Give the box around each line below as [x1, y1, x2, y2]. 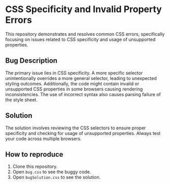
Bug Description [5, 57, 57, 65]
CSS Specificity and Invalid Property [5, 4, 162, 15]
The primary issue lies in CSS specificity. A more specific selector [5, 70, 143, 76]
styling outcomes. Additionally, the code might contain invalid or [5, 80, 140, 86]
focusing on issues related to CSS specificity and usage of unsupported [5, 36, 156, 42]
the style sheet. [5, 97, 38, 103]
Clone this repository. [12, 163, 58, 170]
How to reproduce [5, 150, 63, 159]
